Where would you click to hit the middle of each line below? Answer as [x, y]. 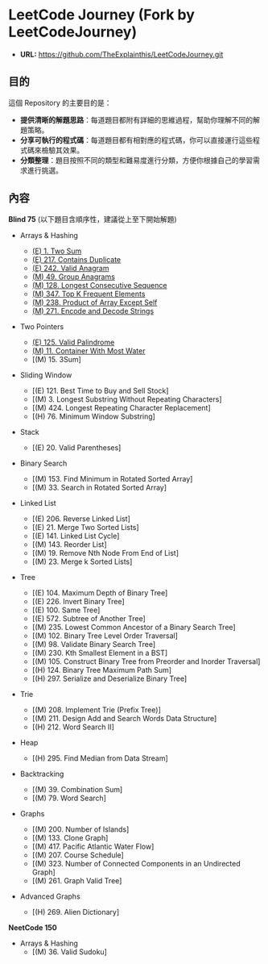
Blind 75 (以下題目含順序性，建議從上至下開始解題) [93, 219]
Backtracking [42, 774]
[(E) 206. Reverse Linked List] [81, 519]
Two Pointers [42, 326]
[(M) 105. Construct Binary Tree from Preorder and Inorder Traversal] [146, 661]
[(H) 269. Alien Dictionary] [76, 912]
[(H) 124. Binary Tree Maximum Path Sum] [101, 670]
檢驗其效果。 [63, 150]
